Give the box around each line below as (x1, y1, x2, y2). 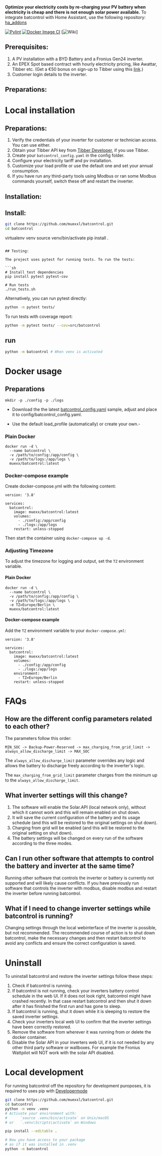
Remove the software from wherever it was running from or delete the (12, 1029, 151, 1035)
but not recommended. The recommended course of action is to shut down (5, 930, 155, 936)
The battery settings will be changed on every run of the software (12, 835, 144, 841)
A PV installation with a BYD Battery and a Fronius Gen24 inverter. (12, 56, 144, 62)
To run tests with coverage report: (5, 314, 73, 319)
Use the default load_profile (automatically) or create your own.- (12, 421, 140, 427)
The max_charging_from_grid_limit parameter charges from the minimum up (5, 772, 158, 778)
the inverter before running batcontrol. (5, 890, 81, 896)
